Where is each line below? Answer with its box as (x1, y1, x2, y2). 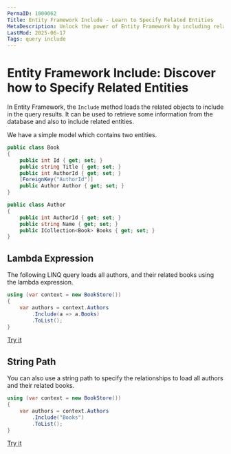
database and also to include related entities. (7, 118, 134, 126)
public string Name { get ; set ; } (19, 220, 118, 227)
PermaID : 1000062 (7, 10, 57, 17)
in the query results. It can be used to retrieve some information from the (7, 110, 213, 118)
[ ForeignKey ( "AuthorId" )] (19, 176, 94, 183)
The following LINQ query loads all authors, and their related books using (7, 271, 214, 279)
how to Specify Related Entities (7, 80, 189, 96)
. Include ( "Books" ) (32, 414, 85, 421)
